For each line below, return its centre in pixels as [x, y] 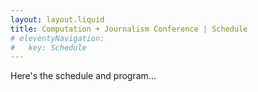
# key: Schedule [48, 47]
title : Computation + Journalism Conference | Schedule [129, 29]
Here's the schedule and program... [83, 76]
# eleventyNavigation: [57, 38]
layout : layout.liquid [57, 19]
